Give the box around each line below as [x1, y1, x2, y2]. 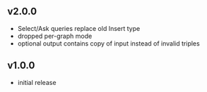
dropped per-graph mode [17, 32, 93, 40]
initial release [17, 78, 57, 86]
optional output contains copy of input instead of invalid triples [17, 39, 200, 48]
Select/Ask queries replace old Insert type [17, 24, 141, 32]
